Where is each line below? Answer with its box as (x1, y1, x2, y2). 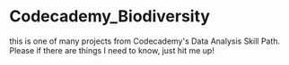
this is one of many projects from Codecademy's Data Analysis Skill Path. (9, 36, 281, 46)
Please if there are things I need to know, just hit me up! (9, 45, 215, 55)
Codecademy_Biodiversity (9, 6, 211, 27)
